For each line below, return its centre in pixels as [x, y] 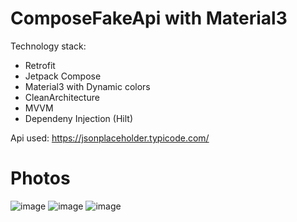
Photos [40, 178]
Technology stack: [48, 46]
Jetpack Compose [63, 76]
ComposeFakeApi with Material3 [149, 18]
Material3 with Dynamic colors [87, 86]
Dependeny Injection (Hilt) [79, 118]
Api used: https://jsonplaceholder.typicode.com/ [110, 138]
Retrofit [40, 65]
